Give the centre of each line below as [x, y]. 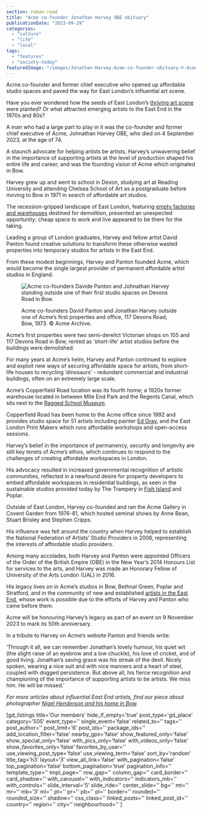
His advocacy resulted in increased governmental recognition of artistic [95, 470]
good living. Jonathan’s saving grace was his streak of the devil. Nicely [94, 660]
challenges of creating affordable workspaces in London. [77, 458]
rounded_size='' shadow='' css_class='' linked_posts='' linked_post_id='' [97, 798]
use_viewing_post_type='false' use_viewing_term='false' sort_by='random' [99, 753]
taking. [15, 226]
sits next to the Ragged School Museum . [56, 403]
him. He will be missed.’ [35, 685]
